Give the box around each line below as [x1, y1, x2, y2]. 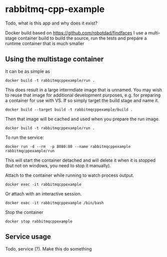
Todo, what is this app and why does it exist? [5, 20, 97, 26]
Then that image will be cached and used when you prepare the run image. [5, 116, 160, 122]
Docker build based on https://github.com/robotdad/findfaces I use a [5, 30, 147, 36]
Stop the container [5, 209, 43, 215]
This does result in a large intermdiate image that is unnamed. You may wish [5, 87, 162, 93]
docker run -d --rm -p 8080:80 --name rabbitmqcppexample [5, 144, 131, 149]
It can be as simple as [5, 68, 50, 74]
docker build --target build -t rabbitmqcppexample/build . [5, 107, 133, 112]
